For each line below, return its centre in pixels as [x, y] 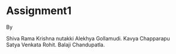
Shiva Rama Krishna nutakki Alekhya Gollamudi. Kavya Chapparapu [88, 38]
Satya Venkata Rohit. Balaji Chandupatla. [56, 45]
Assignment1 [39, 11]
